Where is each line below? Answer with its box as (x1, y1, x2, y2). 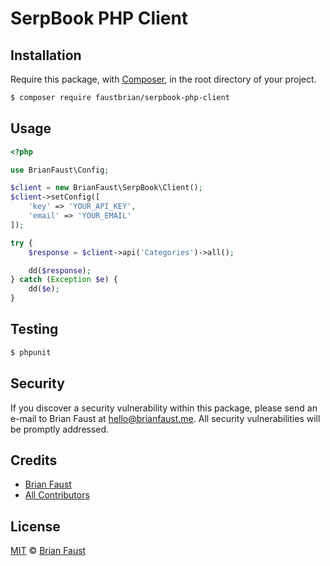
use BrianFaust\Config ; (10, 165, 110, 175)
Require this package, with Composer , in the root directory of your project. (10, 73, 317, 85)
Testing (10, 321, 59, 338)
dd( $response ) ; (28, 265, 92, 276)
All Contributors (24, 489, 90, 501)
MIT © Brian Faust (10, 545, 87, 557)
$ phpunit (10, 347, 52, 357)
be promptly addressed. (10, 423, 110, 435)
